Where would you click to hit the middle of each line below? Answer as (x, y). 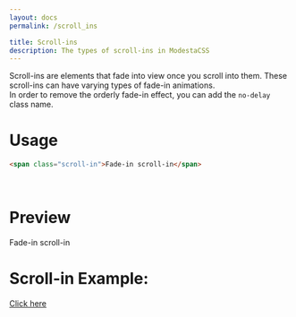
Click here (28, 303)
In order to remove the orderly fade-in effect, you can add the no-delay (140, 95)
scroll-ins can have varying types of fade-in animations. (112, 85)
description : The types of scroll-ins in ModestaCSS (110, 50)
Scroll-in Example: (79, 279)
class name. (31, 105)
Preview (40, 218)
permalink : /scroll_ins (54, 26)
